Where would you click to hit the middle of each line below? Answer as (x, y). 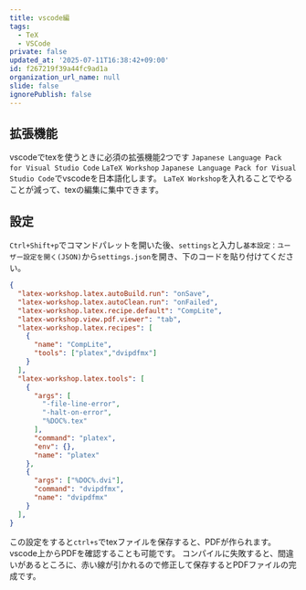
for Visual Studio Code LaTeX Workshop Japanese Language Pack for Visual (153, 169)
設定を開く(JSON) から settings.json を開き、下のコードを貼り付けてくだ (154, 257)
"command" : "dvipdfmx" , (79, 490)
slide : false (34, 86)
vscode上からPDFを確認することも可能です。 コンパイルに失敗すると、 (144, 553)
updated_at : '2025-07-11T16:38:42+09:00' (90, 60)
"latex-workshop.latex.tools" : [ (81, 379)
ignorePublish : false (51, 94)
